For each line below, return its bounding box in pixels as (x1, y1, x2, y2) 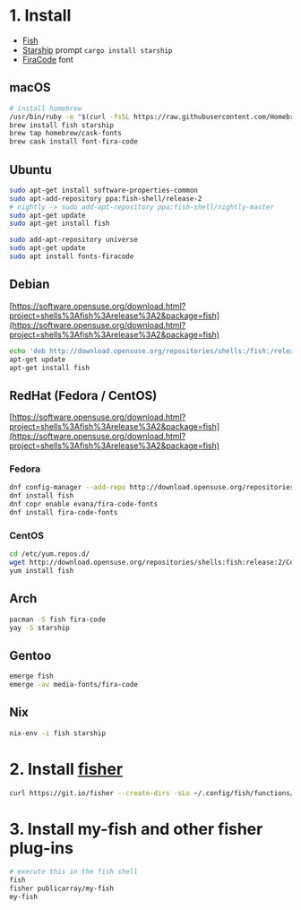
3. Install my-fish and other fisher (9, 819, 263, 839)
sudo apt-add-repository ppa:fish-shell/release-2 (9, 194, 202, 203)
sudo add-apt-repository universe (9, 235, 139, 245)
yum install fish (9, 567, 74, 576)
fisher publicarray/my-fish (9, 884, 115, 893)
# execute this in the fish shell (9, 867, 139, 877)
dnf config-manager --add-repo (9, 483, 126, 492)
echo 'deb (9, 346, 47, 355)
